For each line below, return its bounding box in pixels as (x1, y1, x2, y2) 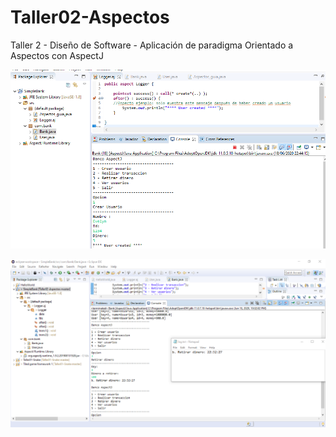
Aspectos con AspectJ (10, 49, 104, 61)
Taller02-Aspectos (10, 6, 170, 29)
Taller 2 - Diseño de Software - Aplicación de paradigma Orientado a (10, 39, 294, 51)
